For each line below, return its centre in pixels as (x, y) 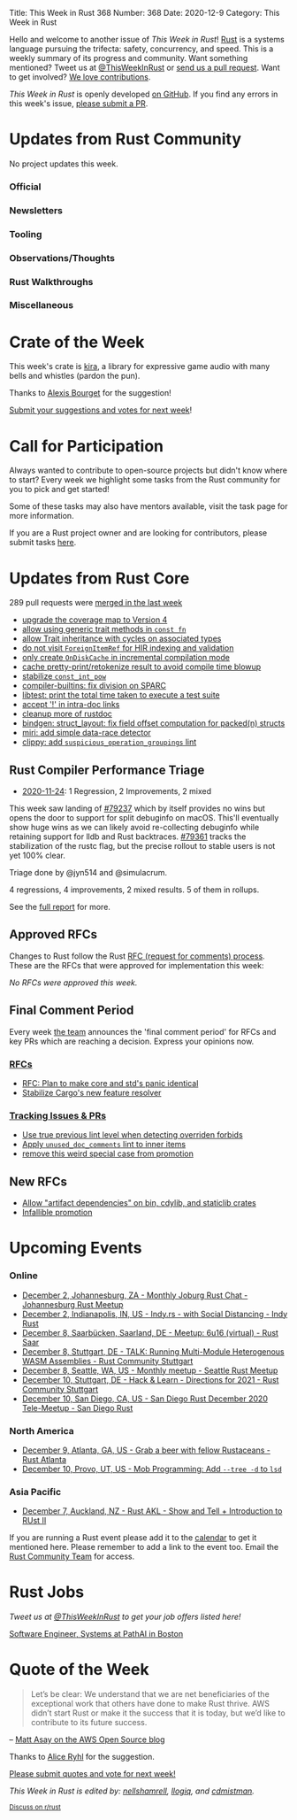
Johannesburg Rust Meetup (72, 1304)
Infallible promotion (57, 1213)
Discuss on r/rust (35, 1808)
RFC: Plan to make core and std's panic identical (110, 1084)
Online (23, 1276)
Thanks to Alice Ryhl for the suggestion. (82, 1757)
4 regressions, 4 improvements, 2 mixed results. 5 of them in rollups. (134, 890)
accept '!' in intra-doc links (71, 705)
